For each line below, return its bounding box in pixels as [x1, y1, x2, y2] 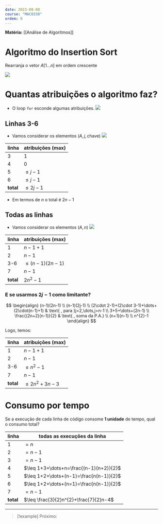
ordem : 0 [5, 16, 23, 21]
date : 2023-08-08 [5, 7, 40, 12]
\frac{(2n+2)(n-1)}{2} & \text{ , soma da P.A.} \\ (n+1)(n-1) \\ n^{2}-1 [14, 313, 149, 318]
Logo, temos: [5, 327, 32, 333]
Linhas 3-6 [5, 120, 39, 128]
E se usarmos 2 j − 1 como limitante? [5, 291, 91, 298]
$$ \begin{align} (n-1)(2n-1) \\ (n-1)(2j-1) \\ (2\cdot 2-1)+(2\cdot [6, 302, 132, 308]
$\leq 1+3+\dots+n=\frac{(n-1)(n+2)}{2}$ [23, 465, 121, 472]
